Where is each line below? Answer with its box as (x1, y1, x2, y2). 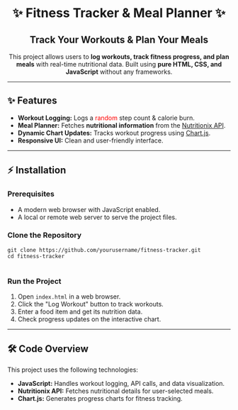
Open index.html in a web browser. (17, 292, 121, 301)
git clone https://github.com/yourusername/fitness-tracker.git (7, 246, 201, 253)
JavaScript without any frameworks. (65, 67, 173, 76)
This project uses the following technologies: (7, 365, 138, 374)
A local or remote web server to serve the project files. (17, 213, 177, 221)
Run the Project (7, 276, 62, 286)
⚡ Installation (7, 165, 67, 177)
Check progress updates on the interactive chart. (17, 315, 161, 323)
